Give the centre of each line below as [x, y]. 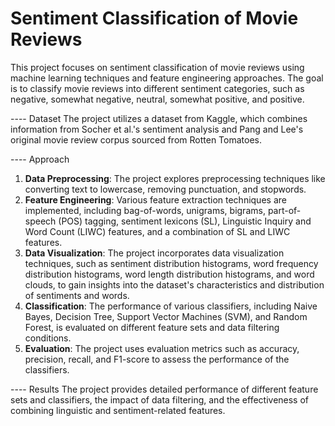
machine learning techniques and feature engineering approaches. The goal [167, 78]
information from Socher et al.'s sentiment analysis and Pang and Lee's [157, 129]
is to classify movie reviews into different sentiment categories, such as [157, 88]
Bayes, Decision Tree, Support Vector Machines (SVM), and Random [166, 316]
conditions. [48, 338]
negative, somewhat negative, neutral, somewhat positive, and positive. [157, 99]
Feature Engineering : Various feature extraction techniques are [155, 199]
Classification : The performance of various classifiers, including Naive [171, 306]
